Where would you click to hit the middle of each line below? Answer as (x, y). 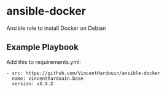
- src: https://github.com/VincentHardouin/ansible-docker (83, 73)
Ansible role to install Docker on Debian (56, 28)
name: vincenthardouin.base (48, 78)
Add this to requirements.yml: (44, 62)
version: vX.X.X (33, 83)
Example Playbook (42, 47)
